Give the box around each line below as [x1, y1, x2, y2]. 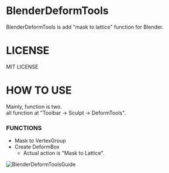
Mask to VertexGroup [14, 137, 66, 144]
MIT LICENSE [6, 63, 39, 70]
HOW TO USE [6, 84, 72, 97]
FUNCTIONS [6, 124, 42, 132]
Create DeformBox [14, 143, 60, 150]
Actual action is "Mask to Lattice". [23, 150, 105, 157]
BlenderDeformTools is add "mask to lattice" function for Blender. [6, 23, 164, 30]
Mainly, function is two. [6, 103, 63, 110]
